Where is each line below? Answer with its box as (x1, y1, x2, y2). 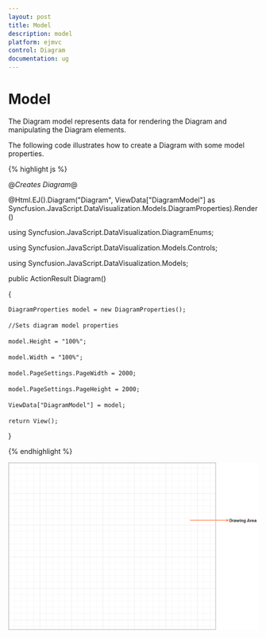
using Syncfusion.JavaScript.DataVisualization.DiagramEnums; (8, 227, 214, 237)
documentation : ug (8, 55, 69, 63)
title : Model (8, 21, 52, 29)
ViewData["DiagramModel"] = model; (8, 401, 126, 409)
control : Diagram (8, 46, 66, 55)
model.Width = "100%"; (8, 353, 83, 362)
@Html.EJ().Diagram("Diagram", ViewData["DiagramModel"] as (8, 195, 216, 205)
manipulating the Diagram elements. (8, 124, 127, 135)
